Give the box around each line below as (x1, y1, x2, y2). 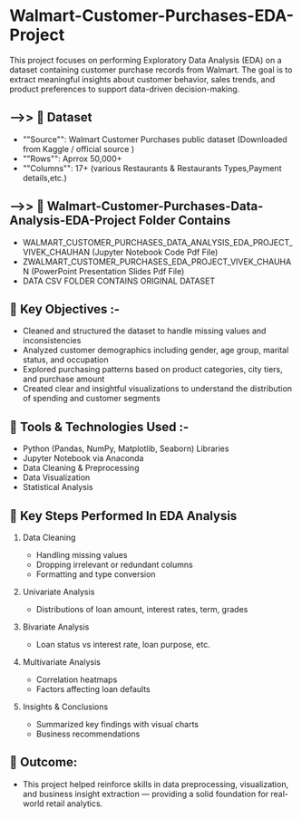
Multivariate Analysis (22, 657, 102, 667)
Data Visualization (22, 472, 91, 483)
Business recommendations (35, 728, 141, 739)
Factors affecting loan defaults (35, 684, 151, 694)
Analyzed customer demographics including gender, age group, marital (22, 345, 289, 356)
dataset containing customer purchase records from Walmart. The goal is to (9, 64, 293, 75)
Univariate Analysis (22, 586, 95, 597)
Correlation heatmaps (35, 674, 118, 685)
